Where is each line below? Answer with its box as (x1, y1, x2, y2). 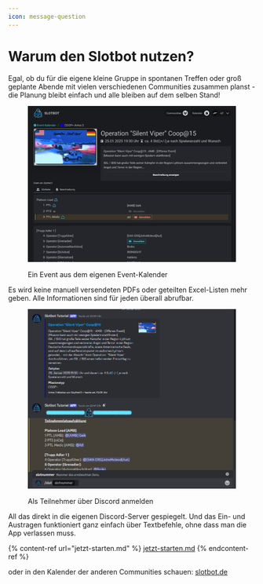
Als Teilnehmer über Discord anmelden (27, 497, 154, 506)
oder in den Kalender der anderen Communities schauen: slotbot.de (8, 568, 228, 577)
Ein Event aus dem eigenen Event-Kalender (27, 269, 168, 279)
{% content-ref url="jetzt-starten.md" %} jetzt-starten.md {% (8, 544, 207, 553)
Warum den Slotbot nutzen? (8, 47, 195, 65)
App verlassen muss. (8, 528, 76, 538)
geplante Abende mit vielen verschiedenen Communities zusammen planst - (8, 82, 255, 91)
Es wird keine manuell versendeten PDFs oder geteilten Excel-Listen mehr (8, 285, 247, 294)
